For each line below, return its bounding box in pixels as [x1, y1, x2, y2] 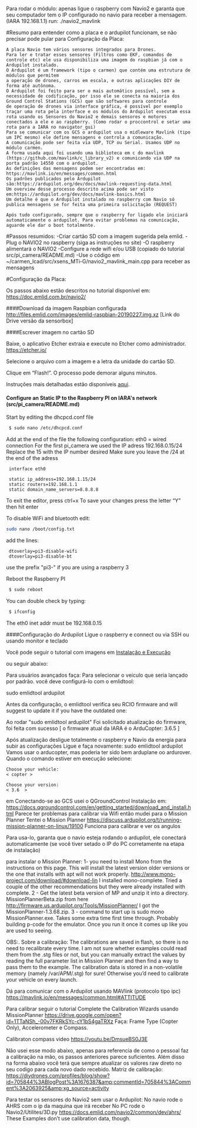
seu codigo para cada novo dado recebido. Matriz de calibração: [6, 1065, 163, 1072]
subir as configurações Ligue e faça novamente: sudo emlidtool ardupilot [6, 742, 183, 749]
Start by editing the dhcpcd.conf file [6, 413, 94, 421]
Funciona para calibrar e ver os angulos [84, 822, 181, 829]
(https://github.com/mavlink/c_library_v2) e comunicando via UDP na [6, 155, 181, 161]
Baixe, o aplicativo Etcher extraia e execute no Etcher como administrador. [6, 340, 186, 347]
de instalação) [6, 846, 41, 853]
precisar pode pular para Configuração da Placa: [6, 35, 125, 42]
